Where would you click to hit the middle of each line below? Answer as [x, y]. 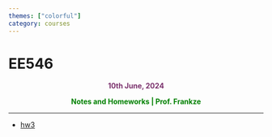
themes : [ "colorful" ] [45, 16]
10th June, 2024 [136, 86]
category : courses [39, 24]
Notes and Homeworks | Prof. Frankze [136, 101]
